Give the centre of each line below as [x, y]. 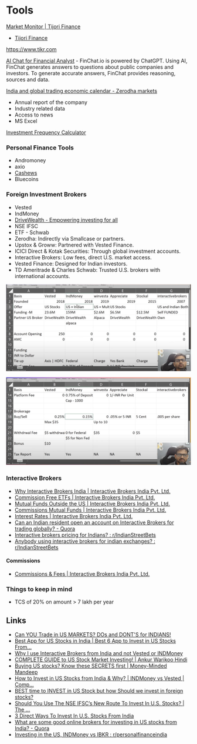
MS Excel [26, 121]
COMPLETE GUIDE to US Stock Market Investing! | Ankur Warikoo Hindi [101, 660]
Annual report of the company [51, 102]
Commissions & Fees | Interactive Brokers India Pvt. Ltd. [82, 573]
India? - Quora [32, 728]
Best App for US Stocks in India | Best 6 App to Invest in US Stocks [95, 641]
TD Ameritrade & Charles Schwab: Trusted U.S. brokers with [87, 270]
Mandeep [26, 672]
